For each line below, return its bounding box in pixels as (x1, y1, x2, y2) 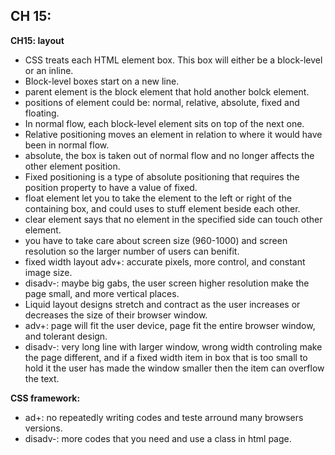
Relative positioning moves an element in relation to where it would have (24, 128, 323, 140)
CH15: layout (10, 34, 65, 46)
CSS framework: (10, 392, 81, 404)
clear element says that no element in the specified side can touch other (24, 213, 323, 225)
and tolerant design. (24, 330, 108, 342)
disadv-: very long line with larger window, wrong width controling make (24, 340, 323, 353)
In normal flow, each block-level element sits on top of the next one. (24, 117, 305, 129)
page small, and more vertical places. (24, 287, 180, 299)
